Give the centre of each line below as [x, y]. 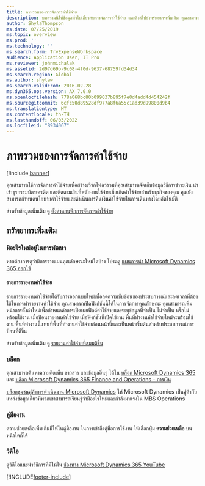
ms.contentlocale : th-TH [38, 114]
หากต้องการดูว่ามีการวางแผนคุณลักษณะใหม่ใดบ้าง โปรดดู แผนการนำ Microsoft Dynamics [101, 261]
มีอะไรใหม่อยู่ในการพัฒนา [36, 248]
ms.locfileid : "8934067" [38, 126]
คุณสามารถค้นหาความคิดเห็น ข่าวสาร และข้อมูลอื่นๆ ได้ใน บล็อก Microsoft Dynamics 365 [101, 373]
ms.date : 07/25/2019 [33, 29]
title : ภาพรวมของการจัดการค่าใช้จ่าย [42, 12]
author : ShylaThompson [35, 23]
